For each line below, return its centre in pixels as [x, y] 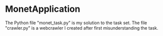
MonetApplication [43, 9]
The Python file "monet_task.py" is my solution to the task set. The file [76, 23]
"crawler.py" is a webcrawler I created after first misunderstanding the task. [82, 28]
